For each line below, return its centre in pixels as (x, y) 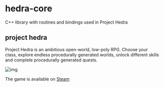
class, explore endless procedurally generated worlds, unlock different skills (82, 55)
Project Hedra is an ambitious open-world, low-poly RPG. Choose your (77, 49)
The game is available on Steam (37, 79)
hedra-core (29, 9)
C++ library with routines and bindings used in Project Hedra (67, 22)
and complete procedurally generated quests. (51, 60)
